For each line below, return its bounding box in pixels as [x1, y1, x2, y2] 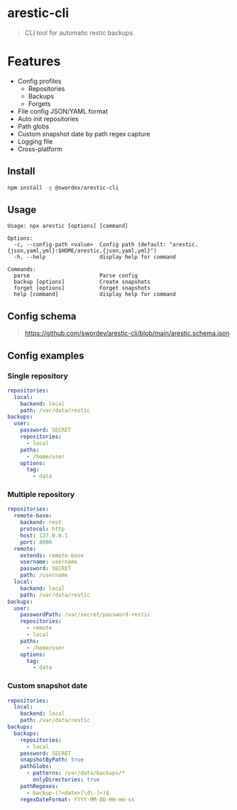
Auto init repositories [17, 114, 79, 123]
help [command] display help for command [13, 291, 176, 298]
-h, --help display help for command [13, 253, 176, 261]
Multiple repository [7, 490, 75, 500]
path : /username [20, 571, 69, 579]
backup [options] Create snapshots [13, 278, 151, 285]
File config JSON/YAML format [17, 106, 108, 115]
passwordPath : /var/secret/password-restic [20, 611, 151, 618]
